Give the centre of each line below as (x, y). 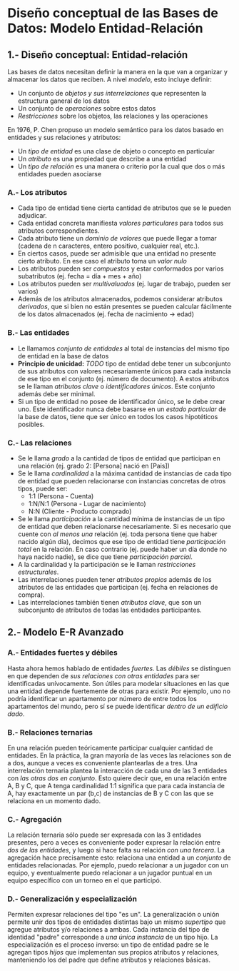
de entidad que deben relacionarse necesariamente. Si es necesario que (124, 526)
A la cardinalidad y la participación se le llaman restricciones (107, 564)
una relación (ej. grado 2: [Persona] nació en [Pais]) (93, 466)
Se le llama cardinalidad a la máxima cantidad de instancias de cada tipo (124, 473)
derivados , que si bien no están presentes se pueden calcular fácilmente (124, 307)
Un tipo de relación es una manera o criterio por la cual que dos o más (121, 166)
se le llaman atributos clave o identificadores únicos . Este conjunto (116, 386)
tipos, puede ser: (42, 488)
